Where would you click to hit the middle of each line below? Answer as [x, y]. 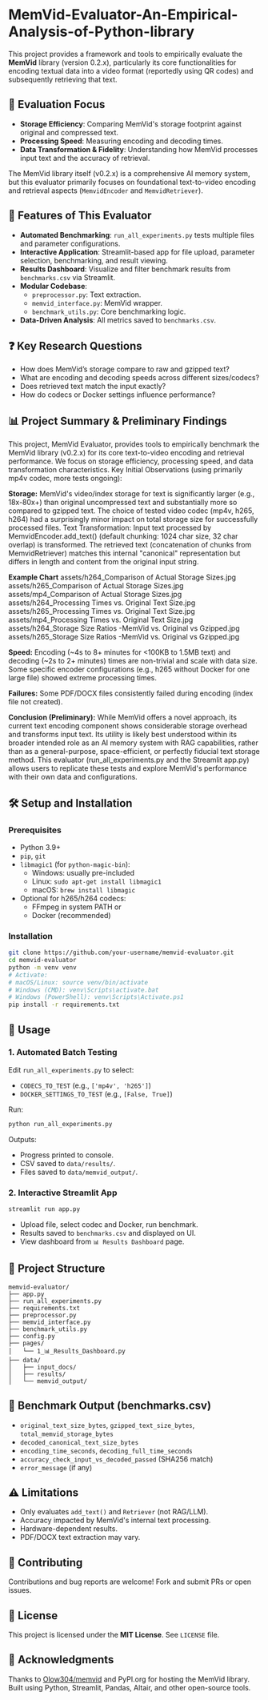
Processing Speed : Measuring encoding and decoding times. [122, 141]
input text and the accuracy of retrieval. [85, 158]
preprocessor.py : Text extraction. [86, 295]
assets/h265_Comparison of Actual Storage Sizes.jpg [96, 586]
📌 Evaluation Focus [57, 104]
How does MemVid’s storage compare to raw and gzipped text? [124, 369]
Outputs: [23, 1139]
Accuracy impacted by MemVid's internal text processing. [115, 1520]
